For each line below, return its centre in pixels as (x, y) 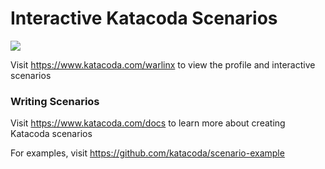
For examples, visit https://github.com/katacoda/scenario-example (147, 153)
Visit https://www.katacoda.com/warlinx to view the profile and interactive (163, 64)
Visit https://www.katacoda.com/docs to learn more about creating (148, 123)
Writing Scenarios (55, 101)
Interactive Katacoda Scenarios (144, 18)
